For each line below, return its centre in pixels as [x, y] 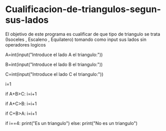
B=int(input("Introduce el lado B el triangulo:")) [54, 64]
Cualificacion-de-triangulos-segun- [83, 9]
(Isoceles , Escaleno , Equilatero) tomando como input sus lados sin [76, 39]
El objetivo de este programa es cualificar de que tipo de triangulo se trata [83, 34]
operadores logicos [26, 45]
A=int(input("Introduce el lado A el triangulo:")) [54, 55]
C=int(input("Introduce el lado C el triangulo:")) [54, 74]
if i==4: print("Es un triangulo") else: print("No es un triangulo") [72, 123]
